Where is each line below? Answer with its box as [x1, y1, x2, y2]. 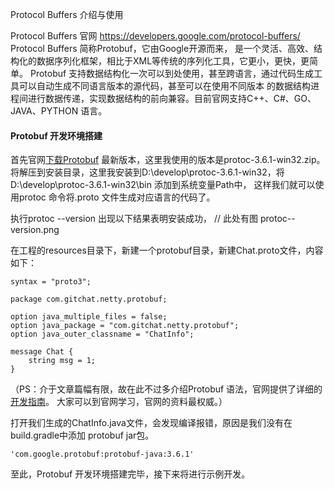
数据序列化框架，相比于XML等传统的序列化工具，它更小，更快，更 [36, 55, 310, 67]
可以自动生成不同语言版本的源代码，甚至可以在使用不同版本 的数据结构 [18, 80, 311, 92]
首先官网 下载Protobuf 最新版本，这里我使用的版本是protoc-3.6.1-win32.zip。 [10, 154, 326, 166]
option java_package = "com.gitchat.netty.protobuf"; [10, 321, 240, 331]
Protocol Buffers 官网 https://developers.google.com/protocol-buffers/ [10, 30, 301, 42]
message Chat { [10, 347, 74, 357]
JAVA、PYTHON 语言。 [10, 105, 108, 117]
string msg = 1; [28, 356, 97, 366]
